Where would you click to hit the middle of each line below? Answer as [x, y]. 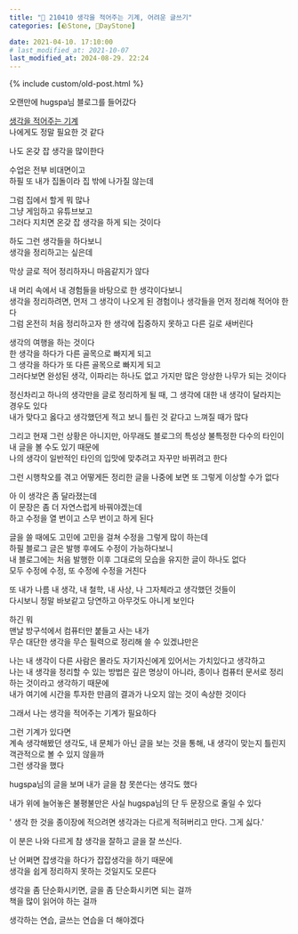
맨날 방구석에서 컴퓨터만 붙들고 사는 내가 [79, 631]
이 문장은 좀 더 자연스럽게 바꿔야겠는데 [76, 508]
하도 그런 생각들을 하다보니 [56, 241]
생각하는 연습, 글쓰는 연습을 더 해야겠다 [77, 920]
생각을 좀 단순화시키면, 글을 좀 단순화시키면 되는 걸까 [101, 890]
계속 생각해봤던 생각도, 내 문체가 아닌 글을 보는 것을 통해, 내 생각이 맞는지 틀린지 [148, 743]
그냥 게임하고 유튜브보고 [51, 211]
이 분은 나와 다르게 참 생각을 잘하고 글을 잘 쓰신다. [96, 841]
